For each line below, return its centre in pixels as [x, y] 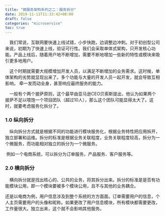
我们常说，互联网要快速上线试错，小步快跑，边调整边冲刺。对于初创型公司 [85, 43]
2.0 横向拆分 [20, 168]
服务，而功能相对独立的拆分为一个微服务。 [56, 144]
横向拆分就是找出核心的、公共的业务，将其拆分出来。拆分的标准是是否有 [82, 180]
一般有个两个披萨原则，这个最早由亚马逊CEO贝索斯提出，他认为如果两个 [83, 94]
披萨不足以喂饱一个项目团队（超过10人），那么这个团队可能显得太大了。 [77, 100]
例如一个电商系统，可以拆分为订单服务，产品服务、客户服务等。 [71, 154]
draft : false [18, 19]
